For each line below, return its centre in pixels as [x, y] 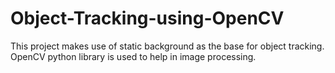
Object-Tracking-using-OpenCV [147, 18]
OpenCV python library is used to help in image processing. [133, 56]
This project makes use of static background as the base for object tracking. [167, 46]
